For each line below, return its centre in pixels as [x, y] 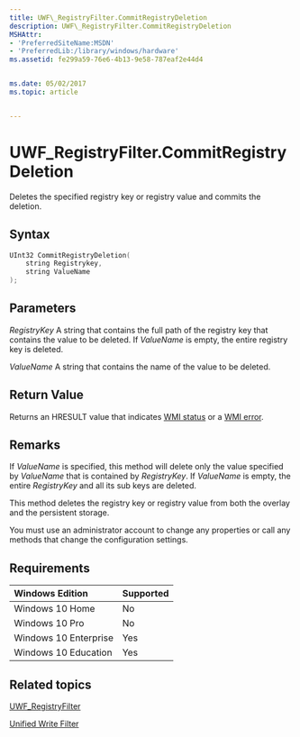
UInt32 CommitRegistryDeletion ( [70, 255]
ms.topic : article [44, 92]
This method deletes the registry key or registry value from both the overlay [150, 503]
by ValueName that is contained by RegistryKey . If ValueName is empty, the [150, 476]
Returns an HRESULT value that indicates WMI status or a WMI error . [136, 416]
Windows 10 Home [55, 609]
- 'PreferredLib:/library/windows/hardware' [94, 51]
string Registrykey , [64, 264]
